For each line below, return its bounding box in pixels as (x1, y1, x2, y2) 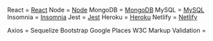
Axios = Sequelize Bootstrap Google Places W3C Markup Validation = (7, 27, 207, 34)
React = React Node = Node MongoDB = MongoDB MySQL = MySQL (7, 6, 205, 14)
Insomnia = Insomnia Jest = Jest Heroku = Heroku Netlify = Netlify (7, 13, 198, 21)
